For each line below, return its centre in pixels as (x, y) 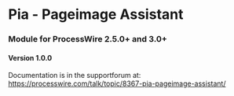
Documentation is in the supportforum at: (75, 76)
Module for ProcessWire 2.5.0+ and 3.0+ (88, 39)
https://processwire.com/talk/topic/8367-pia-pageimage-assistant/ (117, 83)
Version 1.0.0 (30, 57)
